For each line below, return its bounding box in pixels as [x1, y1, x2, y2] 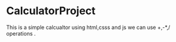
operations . [6, 30, 36, 37]
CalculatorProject [6, 4, 96, 18]
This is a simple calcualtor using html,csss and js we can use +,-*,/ [6, 24, 171, 31]
